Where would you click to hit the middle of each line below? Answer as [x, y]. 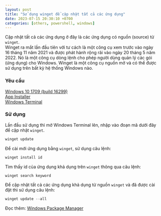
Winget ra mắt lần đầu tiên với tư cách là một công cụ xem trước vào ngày [79, 47]
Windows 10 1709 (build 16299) [36, 91]
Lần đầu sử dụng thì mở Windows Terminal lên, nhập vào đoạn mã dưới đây [81, 125]
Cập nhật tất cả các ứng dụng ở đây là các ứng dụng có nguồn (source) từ [80, 37]
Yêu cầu [15, 81]
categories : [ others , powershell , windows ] [50, 23]
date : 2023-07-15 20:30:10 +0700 [39, 19]
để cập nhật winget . [25, 130]
